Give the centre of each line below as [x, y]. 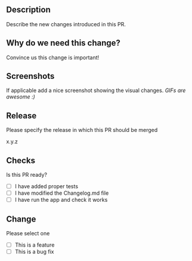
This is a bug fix [34, 252]
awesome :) [21, 97]
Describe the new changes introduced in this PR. [66, 24]
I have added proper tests [47, 186]
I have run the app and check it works [61, 200]
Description [28, 10]
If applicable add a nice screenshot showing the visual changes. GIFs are [96, 90]
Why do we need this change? [64, 43]
